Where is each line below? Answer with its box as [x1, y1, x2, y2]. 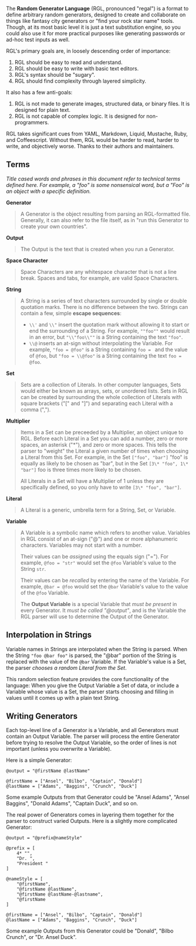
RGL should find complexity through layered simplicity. [14, 77, 146, 84]
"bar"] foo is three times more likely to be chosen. [20, 466, 142, 473]
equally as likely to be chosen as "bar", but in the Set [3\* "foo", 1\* [20, 460, 188, 467]
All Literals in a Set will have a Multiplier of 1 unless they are [20, 477, 164, 484]
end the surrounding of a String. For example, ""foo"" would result [29, 327, 190, 334]
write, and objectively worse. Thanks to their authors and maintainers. [6, 143, 174, 149]
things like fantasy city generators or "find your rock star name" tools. [6, 18, 174, 24]
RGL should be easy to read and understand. [14, 59, 123, 66]
